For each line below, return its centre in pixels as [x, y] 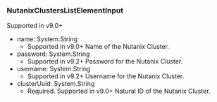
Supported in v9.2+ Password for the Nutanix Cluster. [105, 61]
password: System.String [53, 54]
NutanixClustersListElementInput [65, 10]
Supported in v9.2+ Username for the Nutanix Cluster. [106, 76]
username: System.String [54, 69]
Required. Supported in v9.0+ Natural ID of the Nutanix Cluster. [119, 91]
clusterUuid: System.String [56, 84]
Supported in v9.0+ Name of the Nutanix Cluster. [98, 47]
